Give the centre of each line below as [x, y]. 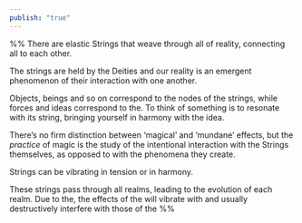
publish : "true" [40, 18]
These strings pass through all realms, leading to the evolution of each [141, 189]
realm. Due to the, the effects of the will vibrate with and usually [128, 199]
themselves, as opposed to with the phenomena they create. [122, 154]
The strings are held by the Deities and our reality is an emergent [131, 71]
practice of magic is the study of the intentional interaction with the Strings [149, 144]
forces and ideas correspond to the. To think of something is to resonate [145, 107]
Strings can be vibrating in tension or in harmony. [101, 171]
